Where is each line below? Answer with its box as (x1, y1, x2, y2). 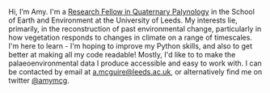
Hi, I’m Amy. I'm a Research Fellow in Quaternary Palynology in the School (8, 7, 255, 16)
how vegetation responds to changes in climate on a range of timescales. (8, 32, 253, 42)
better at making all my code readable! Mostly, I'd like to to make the (8, 50, 236, 59)
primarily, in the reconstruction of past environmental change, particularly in (8, 24, 262, 33)
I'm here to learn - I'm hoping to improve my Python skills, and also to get (8, 41, 253, 51)
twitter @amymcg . (8, 76, 70, 85)
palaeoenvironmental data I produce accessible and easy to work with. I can (8, 58, 263, 68)
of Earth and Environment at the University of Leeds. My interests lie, (8, 15, 238, 25)
